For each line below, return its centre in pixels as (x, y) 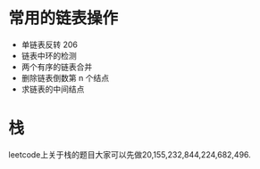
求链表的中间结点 (53, 89)
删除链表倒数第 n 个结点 (65, 77)
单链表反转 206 (49, 44)
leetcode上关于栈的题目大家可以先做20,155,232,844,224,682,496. (130, 154)
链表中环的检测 (49, 55)
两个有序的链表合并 (57, 67)
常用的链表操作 (63, 18)
